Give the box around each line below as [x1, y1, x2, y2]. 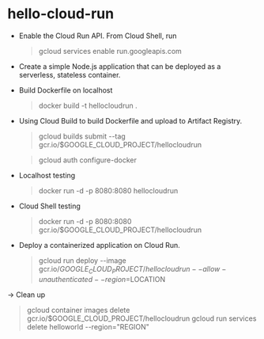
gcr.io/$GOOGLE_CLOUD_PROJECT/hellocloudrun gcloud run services [26, 314, 257, 323]
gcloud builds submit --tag [38, 131, 126, 141]
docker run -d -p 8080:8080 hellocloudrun [38, 185, 179, 195]
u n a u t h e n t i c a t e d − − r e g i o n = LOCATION [38, 274, 166, 284]
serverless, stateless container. [18, 70, 121, 79]
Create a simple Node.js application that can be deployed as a [18, 61, 221, 71]
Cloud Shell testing [18, 201, 81, 211]
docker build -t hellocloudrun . [38, 101, 138, 110]
